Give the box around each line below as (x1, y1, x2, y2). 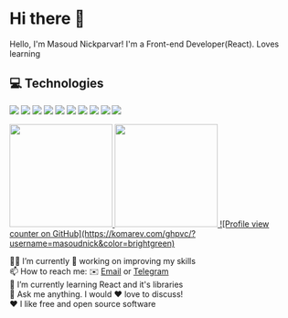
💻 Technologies (9, 76, 104, 91)
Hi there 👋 (9, 8, 85, 29)
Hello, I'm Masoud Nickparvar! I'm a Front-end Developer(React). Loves (9, 38, 280, 49)
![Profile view (219, 218, 270, 229)
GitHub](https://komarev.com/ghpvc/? (52, 228, 197, 238)
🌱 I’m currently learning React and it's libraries (9, 279, 184, 290)
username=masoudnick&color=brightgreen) (9, 238, 176, 249)
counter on (9, 228, 51, 238)
